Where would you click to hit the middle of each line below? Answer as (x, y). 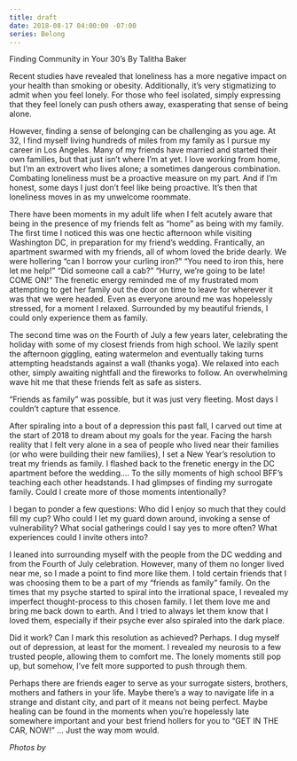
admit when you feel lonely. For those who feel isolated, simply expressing (145, 95)
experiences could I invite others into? (79, 537)
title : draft (33, 17)
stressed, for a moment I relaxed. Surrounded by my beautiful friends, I (139, 309)
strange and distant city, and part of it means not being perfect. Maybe (139, 702)
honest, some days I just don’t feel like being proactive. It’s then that (133, 188)
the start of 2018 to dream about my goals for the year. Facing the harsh (141, 435)
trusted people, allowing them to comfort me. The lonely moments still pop (145, 656)
